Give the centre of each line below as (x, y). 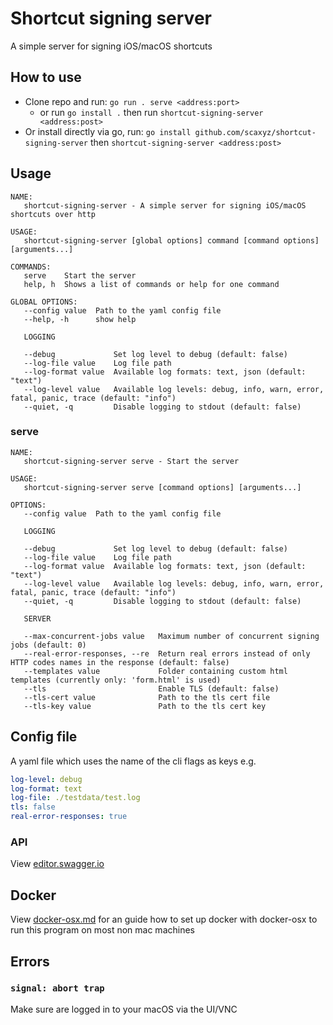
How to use (46, 77)
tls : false (33, 807)
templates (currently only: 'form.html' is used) (116, 680)
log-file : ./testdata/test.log (75, 798)
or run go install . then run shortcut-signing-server (151, 112)
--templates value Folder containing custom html (155, 671)
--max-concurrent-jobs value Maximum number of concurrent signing (171, 636)
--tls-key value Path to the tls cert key (145, 706)
